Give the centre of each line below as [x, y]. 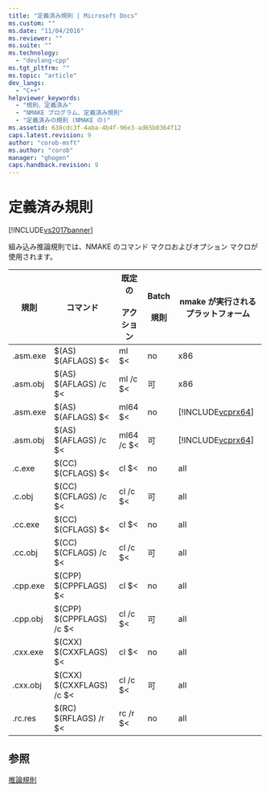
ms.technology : [34, 53]
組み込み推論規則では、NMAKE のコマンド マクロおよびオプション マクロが [133, 247]
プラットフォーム [218, 314]
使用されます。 [33, 257]
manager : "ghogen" [39, 157]
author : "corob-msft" [45, 143]
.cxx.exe [28, 652]
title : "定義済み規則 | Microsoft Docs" [73, 16]
